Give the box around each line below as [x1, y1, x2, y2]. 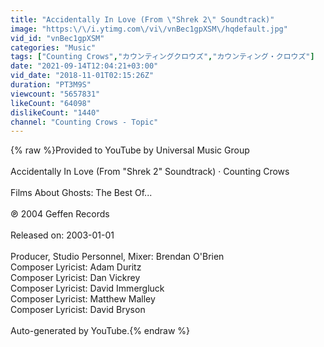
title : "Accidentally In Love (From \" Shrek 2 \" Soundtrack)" [10, 14, 275, 25]
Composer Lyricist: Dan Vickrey [10, 272, 141, 284]
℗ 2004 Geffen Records [10, 208, 110, 220]
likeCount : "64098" [10, 98, 92, 108]
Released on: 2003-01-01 [10, 229, 115, 241]
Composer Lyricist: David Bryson [10, 304, 146, 316]
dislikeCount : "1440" [10, 107, 101, 118]
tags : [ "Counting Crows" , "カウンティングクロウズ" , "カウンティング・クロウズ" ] [10, 52, 315, 62]
